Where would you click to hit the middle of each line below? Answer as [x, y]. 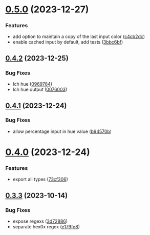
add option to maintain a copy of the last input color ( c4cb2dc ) [79, 36]
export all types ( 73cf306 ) [40, 179]
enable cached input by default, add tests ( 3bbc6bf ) [68, 42]
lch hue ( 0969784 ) [33, 84]
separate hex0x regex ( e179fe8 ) [46, 227]
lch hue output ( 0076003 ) [40, 90]
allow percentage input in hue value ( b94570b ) [62, 131]
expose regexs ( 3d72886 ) [40, 221]
